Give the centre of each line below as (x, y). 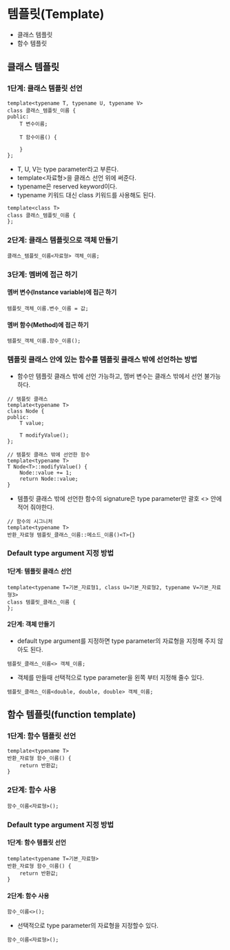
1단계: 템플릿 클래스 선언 (40, 571)
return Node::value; (49, 479)
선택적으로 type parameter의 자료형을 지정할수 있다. (88, 926)
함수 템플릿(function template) (72, 715)
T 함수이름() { (38, 137)
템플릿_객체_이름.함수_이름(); (44, 341)
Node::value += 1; (46, 473)
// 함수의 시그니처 (30, 522)
